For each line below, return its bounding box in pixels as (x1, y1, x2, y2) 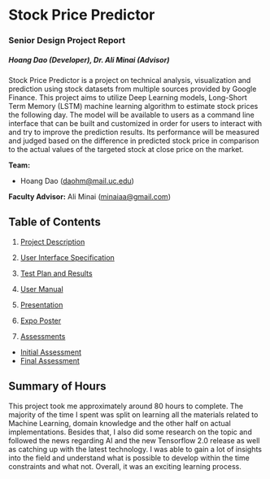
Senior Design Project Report (8, 35, 126, 46)
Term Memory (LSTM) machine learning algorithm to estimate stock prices (8, 102, 259, 111)
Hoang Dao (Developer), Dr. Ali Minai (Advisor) (8, 54, 170, 64)
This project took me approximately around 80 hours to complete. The (8, 401, 244, 411)
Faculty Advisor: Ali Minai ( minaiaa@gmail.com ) (8, 192, 171, 202)
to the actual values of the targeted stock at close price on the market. (8, 145, 244, 155)
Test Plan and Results (20, 268, 93, 278)
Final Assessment (20, 355, 80, 365)
